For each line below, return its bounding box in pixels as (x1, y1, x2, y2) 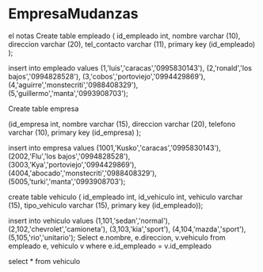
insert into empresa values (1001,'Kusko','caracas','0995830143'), (8, 143, 222, 152)
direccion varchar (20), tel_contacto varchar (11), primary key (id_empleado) (8, 39, 256, 48)
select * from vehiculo (8, 256, 81, 266)
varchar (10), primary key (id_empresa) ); (8, 128, 141, 137)
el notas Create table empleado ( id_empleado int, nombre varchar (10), (8, 31, 241, 40)
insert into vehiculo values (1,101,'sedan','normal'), (8, 216, 170, 225)
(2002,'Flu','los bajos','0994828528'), (8, 151, 131, 161)
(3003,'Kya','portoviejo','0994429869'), (8, 159, 137, 169)
